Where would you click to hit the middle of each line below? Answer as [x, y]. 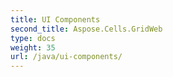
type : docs [33, 38]
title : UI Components [55, 19]
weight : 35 [33, 47]
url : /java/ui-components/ [66, 57]
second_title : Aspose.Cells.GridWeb [86, 29]
